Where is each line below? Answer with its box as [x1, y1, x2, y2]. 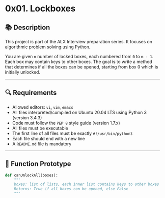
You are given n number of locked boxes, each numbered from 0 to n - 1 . [5, 54, 154, 59]
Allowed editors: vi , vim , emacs [12, 104, 74, 110]
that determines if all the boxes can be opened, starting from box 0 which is [5, 64, 159, 69]
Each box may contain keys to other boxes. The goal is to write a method [5, 59, 152, 65]
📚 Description [5, 23, 50, 32]
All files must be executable [12, 125, 68, 131]
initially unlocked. [5, 69, 41, 75]
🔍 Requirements [5, 89, 57, 97]
